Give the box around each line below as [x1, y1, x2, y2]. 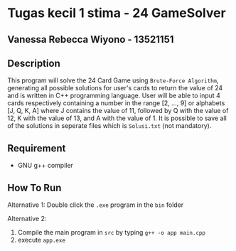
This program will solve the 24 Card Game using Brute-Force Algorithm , [7, 76, 219, 85]
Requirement [7, 142, 66, 154]
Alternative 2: [7, 215, 47, 223]
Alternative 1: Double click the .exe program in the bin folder [7, 201, 184, 209]
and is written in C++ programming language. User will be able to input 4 [7, 91, 220, 100]
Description [7, 57, 60, 69]
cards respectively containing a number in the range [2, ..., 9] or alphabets [7, 99, 225, 107]
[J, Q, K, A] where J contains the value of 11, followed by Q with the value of [7, 107, 229, 115]
